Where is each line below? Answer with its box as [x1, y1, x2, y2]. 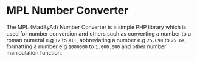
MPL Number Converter [6, 4, 129, 17]
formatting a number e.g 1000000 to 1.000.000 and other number [6, 43, 167, 50]
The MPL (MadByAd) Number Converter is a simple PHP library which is [6, 23, 187, 31]
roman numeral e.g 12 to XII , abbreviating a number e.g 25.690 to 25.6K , [6, 36, 187, 43]
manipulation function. [6, 49, 63, 56]
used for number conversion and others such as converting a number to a [6, 29, 192, 37]
